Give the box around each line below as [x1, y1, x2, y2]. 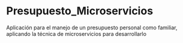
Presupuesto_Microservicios [6, 4, 154, 18]
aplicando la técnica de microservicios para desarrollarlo [6, 30, 147, 37]
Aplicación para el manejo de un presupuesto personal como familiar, [6, 24, 178, 31]
